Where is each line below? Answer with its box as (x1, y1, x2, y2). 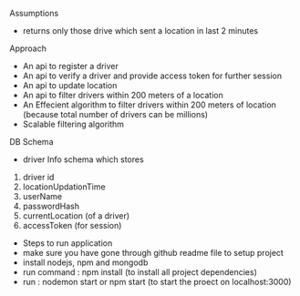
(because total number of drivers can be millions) (22, 109, 208, 119)
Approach (9, 43, 47, 54)
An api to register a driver (22, 61, 119, 71)
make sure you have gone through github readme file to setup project (22, 248, 284, 258)
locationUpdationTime (22, 181, 107, 192)
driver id (22, 172, 55, 182)
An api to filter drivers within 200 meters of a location (22, 90, 223, 100)
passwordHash (22, 200, 80, 211)
